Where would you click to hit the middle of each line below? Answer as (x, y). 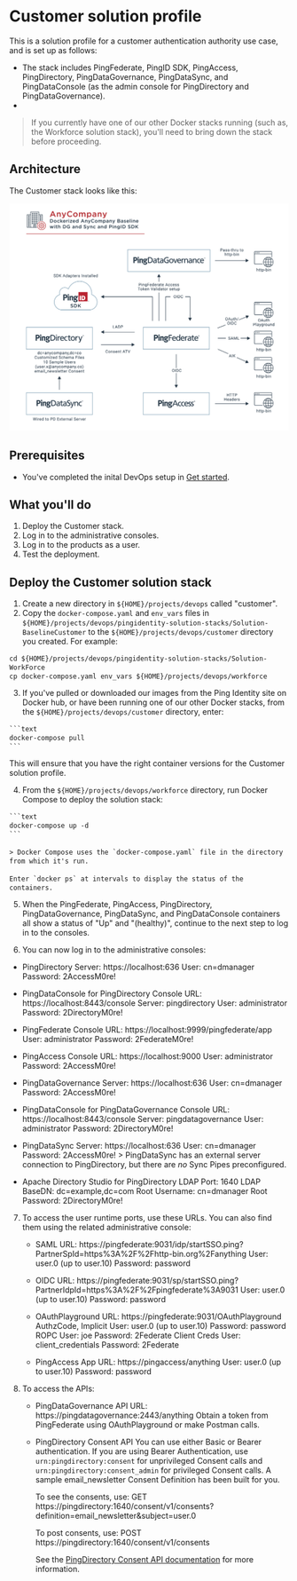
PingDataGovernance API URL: (91, 1406)
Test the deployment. (61, 554)
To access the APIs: (58, 1389)
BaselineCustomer (54, 633)
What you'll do (50, 505)
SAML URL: (56, 1245)
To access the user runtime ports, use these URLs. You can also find (147, 1218)
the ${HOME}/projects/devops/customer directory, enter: (123, 712)
